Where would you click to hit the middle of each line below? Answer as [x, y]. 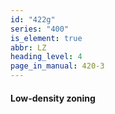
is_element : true [46, 38]
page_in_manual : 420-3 [57, 66]
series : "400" [40, 29]
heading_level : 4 [46, 57]
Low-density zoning [53, 98]
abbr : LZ [28, 47]
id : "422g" [33, 19]
